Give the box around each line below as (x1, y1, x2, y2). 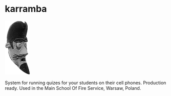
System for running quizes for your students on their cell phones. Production (5, 80, 166, 86)
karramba (5, 3, 47, 15)
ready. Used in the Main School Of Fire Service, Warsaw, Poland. (5, 85, 141, 91)
